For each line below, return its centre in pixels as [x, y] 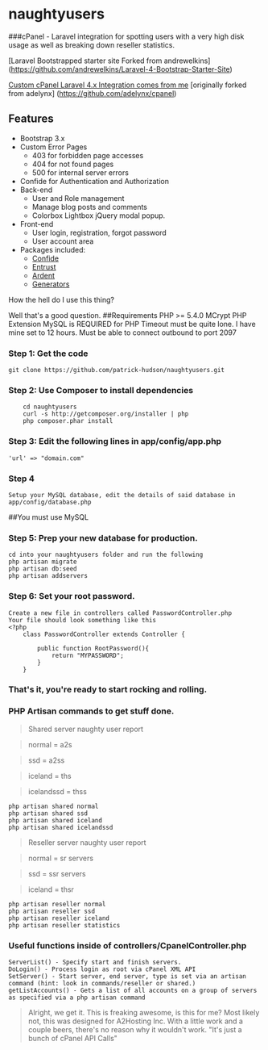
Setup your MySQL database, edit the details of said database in [122, 495]
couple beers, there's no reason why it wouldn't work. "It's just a [135, 1030]
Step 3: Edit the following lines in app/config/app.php [115, 441]
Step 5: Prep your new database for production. [103, 538]
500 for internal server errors [80, 172]
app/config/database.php [50, 502]
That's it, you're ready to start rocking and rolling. [108, 689]
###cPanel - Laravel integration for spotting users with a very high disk [126, 36]
